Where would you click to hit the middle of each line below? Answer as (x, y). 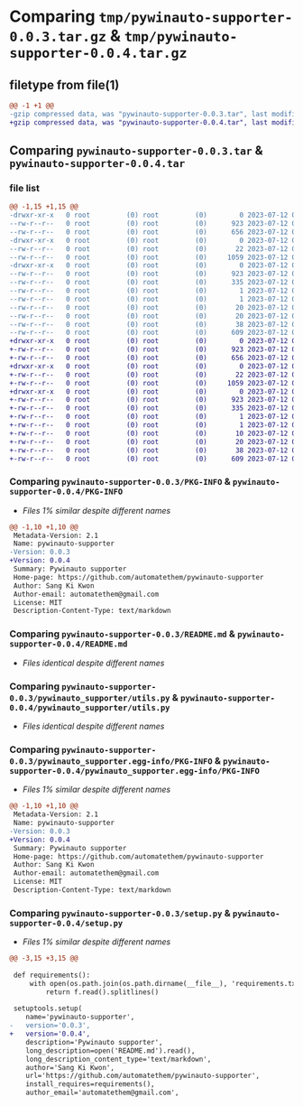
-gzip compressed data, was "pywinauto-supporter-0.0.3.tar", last (139, 114)
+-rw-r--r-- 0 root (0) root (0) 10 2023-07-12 (149, 433)
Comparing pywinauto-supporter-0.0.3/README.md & (123, 634)
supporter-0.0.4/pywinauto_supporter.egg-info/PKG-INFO (134, 771)
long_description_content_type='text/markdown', (119, 1059)
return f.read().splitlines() (102, 992)
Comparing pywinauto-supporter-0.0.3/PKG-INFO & (120, 482)
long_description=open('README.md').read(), (110, 1050)
